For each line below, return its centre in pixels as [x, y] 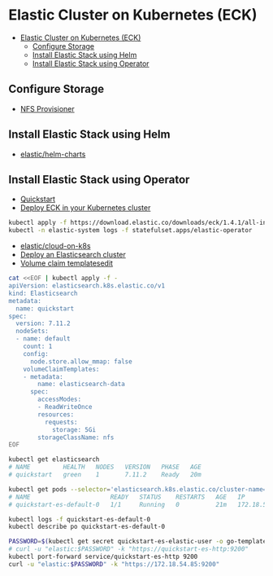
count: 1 [38, 346]
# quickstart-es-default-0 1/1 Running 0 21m [118, 504]
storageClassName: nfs [76, 437]
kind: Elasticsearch [43, 293]
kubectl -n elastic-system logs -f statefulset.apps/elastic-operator [130, 231]
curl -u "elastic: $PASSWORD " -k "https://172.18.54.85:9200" [114, 564]
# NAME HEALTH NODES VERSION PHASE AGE [105, 467]
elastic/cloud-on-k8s [55, 246]
